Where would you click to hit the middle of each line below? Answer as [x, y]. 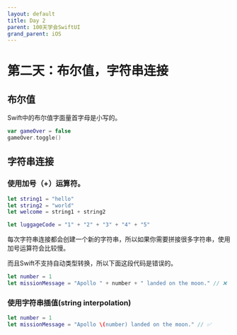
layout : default [31, 14]
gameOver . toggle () [34, 138]
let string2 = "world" [41, 205]
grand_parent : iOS [34, 34]
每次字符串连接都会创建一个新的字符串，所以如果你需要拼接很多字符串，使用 [119, 239]
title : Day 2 [27, 21]
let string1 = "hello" [41, 199]
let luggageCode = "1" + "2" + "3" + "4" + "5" [79, 225]
